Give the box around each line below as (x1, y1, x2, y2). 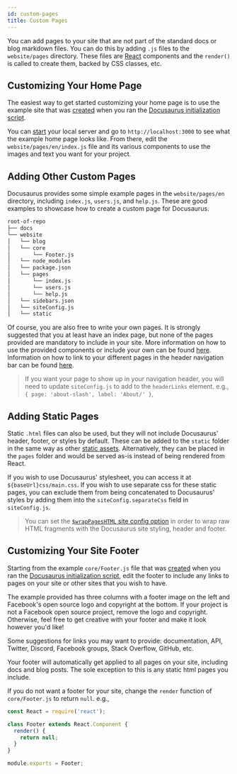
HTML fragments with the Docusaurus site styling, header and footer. (24, 524, 227, 533)
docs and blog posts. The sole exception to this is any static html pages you (7, 665, 229, 674)
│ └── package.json (7, 264, 71, 272)
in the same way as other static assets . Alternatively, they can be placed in (7, 444, 225, 453)
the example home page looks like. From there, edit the (7, 135, 168, 143)
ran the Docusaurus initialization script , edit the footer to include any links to (7, 571, 230, 580)
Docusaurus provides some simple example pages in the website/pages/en (7, 189, 225, 198)
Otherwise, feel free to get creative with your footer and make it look (7, 615, 207, 624)
